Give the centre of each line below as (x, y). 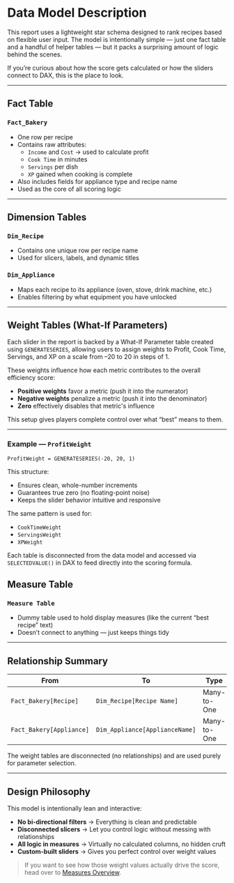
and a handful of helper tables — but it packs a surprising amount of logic (113, 47)
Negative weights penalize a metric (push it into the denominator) (112, 399)
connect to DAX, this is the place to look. (65, 75)
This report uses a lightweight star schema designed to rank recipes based (115, 32)
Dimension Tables (47, 217)
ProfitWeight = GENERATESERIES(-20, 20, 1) (71, 459)
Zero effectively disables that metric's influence (86, 406)
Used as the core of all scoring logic (69, 189)
